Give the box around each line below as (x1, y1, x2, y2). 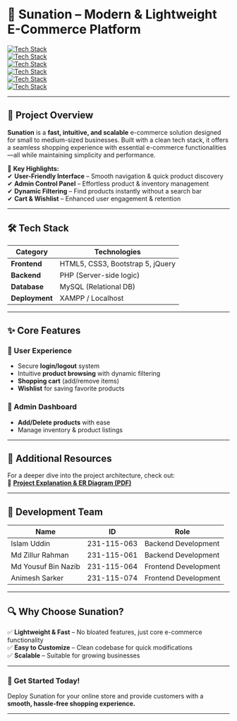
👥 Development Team (7, 506, 104, 518)
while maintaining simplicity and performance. (21, 150, 156, 159)
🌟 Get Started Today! (7, 676, 80, 686)
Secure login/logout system (17, 362, 100, 370)
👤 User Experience (7, 345, 72, 355)
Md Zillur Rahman (11, 550, 69, 560)
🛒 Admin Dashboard (7, 402, 78, 412)
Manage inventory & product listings (17, 425, 123, 434)
